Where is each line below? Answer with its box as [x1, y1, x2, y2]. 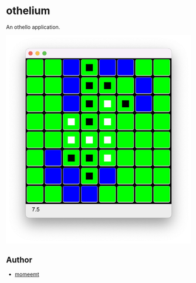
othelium [6, 4, 50, 18]
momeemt [14, 271, 39, 278]
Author [6, 255, 32, 265]
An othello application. [6, 23, 60, 30]
